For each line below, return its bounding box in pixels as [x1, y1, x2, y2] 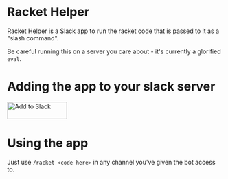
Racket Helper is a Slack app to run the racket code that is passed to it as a [7, 27, 220, 35]
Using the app [7, 135, 89, 151]
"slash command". [7, 34, 59, 42]
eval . [7, 54, 22, 62]
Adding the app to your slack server [7, 79, 216, 95]
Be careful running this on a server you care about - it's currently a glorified [7, 47, 221, 56]
